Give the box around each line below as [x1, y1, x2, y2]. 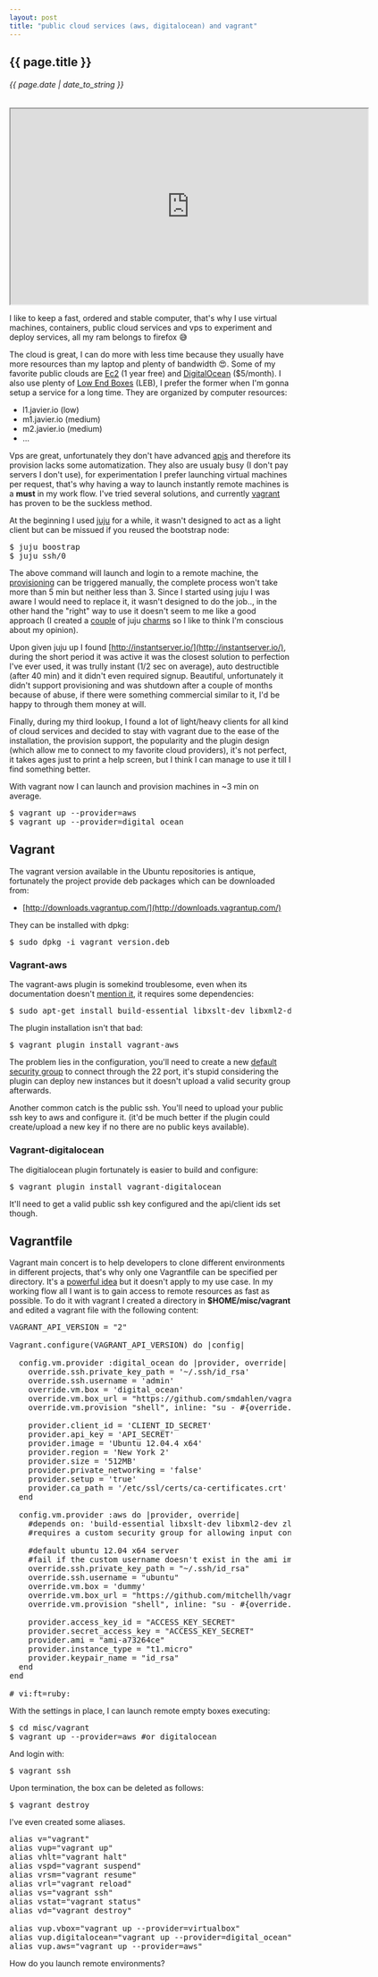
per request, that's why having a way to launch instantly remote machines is [9, 479, 290, 490]
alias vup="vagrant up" [9, 1843, 113, 1854]
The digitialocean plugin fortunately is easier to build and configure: [9, 1164, 259, 1175]
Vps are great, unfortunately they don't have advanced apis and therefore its [9, 451, 291, 461]
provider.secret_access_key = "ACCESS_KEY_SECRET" [28, 1626, 255, 1636]
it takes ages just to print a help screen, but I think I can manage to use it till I [9, 755, 291, 765]
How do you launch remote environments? [9, 1958, 165, 1969]
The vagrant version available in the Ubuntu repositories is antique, [9, 866, 256, 876]
